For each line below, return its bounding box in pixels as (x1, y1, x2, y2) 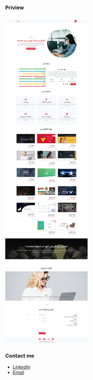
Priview (5, 4, 24, 11)
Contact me (5, 352, 35, 359)
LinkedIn (12, 364, 31, 370)
